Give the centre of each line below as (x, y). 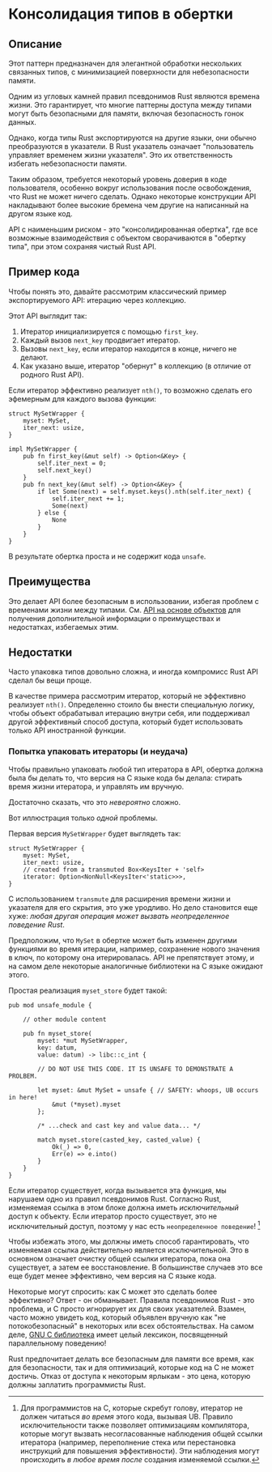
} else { (52, 513)
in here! (23, 1097)
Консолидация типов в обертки (121, 14)
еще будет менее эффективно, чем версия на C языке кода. (113, 1276)
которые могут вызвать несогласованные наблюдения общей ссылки (141, 1434)
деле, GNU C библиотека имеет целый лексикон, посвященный (118, 1335)
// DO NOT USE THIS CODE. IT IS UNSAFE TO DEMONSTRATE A (135, 1069)
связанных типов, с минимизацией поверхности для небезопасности (129, 72)
